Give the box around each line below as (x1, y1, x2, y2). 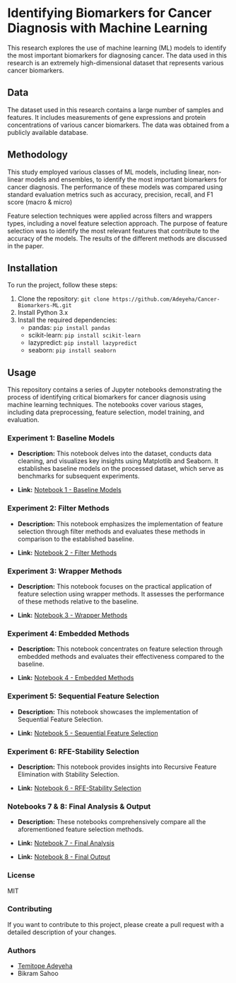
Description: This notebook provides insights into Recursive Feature (17, 762, 217, 771)
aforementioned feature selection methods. (17, 825, 144, 834)
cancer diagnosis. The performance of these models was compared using (7, 182, 223, 191)
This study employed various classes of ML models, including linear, (7, 167, 206, 176)
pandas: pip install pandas (28, 323, 111, 332)
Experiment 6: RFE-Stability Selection (7, 746, 140, 756)
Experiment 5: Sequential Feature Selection (7, 692, 160, 701)
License (7, 870, 35, 880)
